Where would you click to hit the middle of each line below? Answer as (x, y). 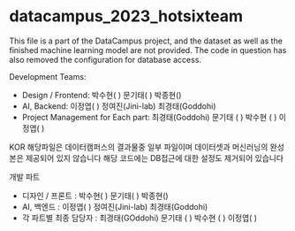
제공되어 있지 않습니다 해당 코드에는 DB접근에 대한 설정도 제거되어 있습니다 (155, 158)
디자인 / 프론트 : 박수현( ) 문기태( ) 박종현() (95, 196)
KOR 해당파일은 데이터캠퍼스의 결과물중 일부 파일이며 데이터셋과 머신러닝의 (139, 147)
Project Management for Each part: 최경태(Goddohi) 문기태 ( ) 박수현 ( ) (149, 117)
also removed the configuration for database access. (105, 59)
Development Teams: (48, 76)
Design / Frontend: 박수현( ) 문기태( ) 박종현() (102, 95)
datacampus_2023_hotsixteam (126, 16)
